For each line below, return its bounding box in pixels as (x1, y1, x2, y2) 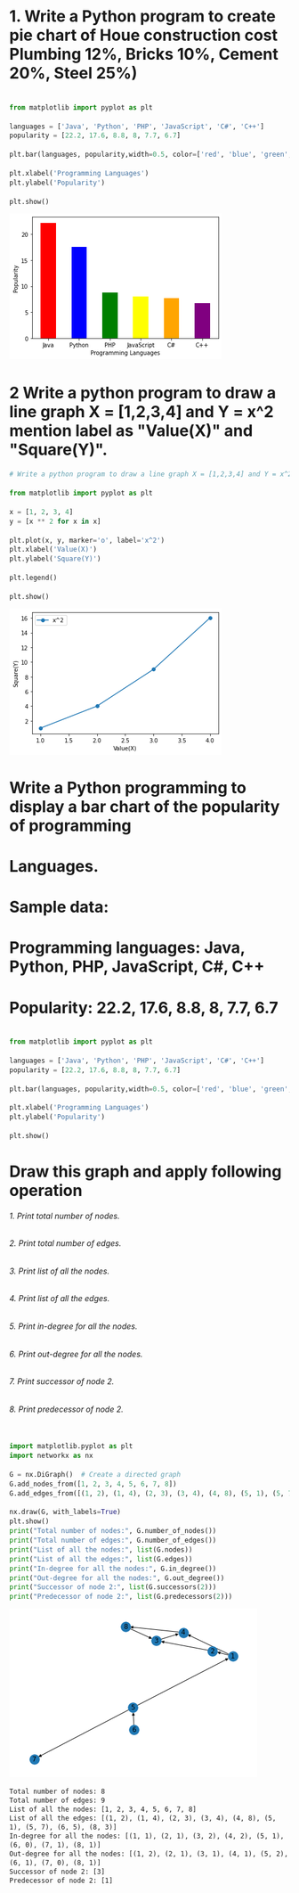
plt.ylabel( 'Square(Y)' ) (9, 554, 101, 563)
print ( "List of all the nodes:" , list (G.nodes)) (9, 1545, 193, 1554)
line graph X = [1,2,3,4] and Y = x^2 (9, 401, 274, 422)
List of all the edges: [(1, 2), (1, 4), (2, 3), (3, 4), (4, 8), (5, (9, 1814, 277, 1823)
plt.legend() (9, 573, 58, 582)
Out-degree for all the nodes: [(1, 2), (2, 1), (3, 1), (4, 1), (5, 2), (9, 1849, 289, 1859)
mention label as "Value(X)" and (9, 421, 254, 440)
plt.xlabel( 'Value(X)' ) (9, 545, 98, 554)
